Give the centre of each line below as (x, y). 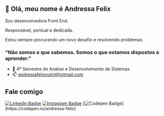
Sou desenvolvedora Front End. (37, 20)
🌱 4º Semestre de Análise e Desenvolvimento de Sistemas (71, 69)
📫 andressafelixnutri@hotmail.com (48, 75)
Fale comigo (24, 91)
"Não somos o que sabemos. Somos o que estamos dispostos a (82, 52)
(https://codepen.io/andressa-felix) (41, 108)
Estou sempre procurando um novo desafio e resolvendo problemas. (74, 39)
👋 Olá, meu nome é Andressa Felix (58, 9)
